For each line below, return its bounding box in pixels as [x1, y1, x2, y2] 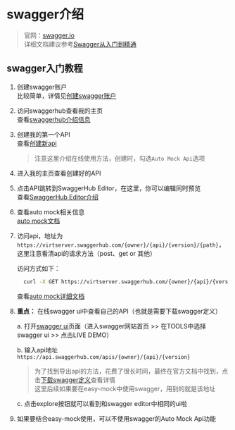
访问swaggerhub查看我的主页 [16, 106, 103, 115]
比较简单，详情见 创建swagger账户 [16, 91, 117, 99]
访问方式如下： [16, 264, 61, 272]
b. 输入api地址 [16, 345, 58, 354]
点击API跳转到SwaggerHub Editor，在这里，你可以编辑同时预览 [16, 184, 201, 192]
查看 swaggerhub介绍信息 [16, 115, 91, 123]
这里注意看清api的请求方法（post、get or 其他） [16, 249, 156, 257]
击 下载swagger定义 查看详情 [34, 375, 115, 384]
